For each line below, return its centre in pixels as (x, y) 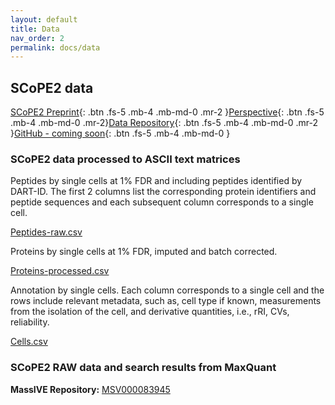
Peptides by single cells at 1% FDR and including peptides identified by (156, 181)
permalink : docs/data (55, 47)
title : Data (35, 29)
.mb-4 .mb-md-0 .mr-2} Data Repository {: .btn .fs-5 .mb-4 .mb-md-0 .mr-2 (164, 123)
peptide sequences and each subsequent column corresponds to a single (162, 202)
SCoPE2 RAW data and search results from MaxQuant (143, 368)
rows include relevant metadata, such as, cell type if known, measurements (166, 301)
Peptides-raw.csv (46, 232)
